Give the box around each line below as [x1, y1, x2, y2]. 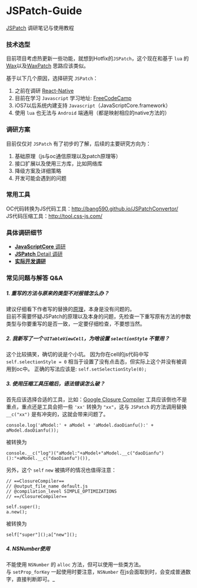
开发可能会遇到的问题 [14, 175, 66, 182]
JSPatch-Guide [6, 4, 82, 18]
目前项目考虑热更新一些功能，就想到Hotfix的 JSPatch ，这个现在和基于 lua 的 [6, 55, 189, 62]
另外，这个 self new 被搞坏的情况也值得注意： [6, 466, 116, 473]
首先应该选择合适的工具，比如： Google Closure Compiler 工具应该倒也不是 [6, 396, 187, 403]
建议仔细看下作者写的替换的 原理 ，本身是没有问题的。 [6, 306, 135, 313]
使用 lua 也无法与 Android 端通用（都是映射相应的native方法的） [14, 109, 171, 116]
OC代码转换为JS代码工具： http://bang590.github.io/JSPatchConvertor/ [6, 205, 178, 212]
